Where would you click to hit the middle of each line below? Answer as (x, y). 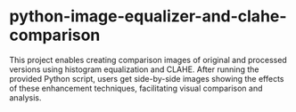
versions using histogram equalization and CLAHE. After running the (134, 69)
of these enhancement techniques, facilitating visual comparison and (136, 88)
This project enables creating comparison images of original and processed (148, 60)
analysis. (25, 97)
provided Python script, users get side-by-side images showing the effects (147, 78)
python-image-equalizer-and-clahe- (148, 16)
